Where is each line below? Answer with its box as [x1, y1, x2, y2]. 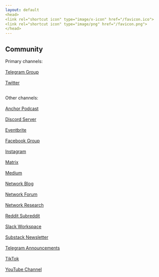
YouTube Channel [5, 266, 42, 272]
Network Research [5, 202, 44, 208]
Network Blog [5, 180, 34, 187]
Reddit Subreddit [5, 212, 40, 218]
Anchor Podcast [5, 105, 39, 112]
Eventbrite [5, 127, 27, 133]
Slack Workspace [5, 223, 42, 230]
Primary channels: [5, 58, 43, 64]
